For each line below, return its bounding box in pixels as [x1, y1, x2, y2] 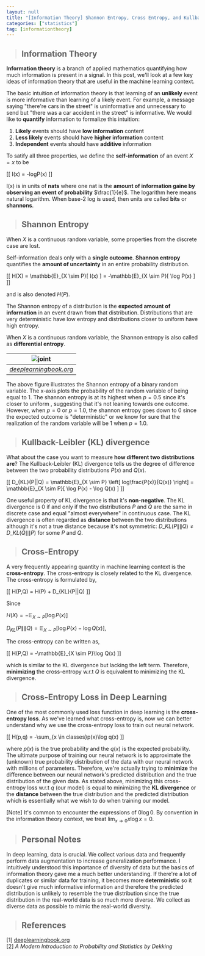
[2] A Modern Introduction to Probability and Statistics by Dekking [6, 943, 173, 950]
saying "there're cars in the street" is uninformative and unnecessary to [6, 103, 186, 110]
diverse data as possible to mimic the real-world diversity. [6, 902, 152, 910]
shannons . [6, 202, 34, 209]
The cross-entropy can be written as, [6, 638, 100, 645]
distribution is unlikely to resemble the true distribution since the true [6, 889, 179, 897]
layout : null [6, 9, 40, 15]
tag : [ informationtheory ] [6, 26, 72, 32]
